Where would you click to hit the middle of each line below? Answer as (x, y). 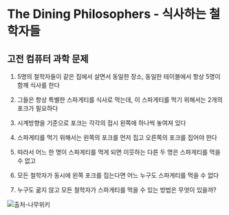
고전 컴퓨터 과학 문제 (48, 59)
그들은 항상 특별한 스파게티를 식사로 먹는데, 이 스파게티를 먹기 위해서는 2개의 (120, 100)
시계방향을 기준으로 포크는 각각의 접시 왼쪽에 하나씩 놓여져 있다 (101, 123)
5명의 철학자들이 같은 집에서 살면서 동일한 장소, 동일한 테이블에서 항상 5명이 (119, 77)
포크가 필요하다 (37, 108)
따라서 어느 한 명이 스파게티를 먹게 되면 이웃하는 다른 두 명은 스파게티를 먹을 (119, 152)
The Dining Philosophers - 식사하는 (107, 14)
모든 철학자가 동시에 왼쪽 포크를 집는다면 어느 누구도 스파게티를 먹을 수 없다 (118, 175)
